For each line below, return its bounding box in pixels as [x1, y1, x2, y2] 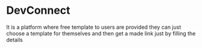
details [6, 36, 23, 43]
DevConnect [6, 4, 71, 17]
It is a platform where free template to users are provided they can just [6, 23, 181, 31]
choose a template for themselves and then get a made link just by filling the [6, 29, 196, 37]
